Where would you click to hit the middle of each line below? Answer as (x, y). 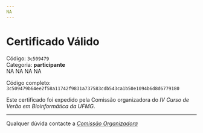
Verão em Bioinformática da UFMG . (51, 106)
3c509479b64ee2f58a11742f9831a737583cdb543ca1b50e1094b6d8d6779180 (93, 88)
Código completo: (29, 82)
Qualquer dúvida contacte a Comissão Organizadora (72, 123)
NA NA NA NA (24, 71)
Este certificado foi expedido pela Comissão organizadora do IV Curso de (98, 99)
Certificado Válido (53, 41)
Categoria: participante (36, 64)
